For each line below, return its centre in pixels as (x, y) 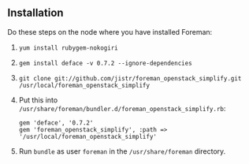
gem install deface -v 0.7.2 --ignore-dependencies (105, 63)
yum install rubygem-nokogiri (69, 48)
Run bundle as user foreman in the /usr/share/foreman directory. (122, 151)
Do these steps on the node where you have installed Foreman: (110, 32)
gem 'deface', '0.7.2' (56, 123)
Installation (35, 13)
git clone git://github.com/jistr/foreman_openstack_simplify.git (130, 78)
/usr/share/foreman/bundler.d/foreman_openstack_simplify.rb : (122, 108)
